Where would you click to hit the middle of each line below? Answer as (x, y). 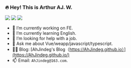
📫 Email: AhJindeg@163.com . (40, 61)
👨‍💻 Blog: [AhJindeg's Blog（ (41, 49)
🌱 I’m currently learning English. (44, 33)
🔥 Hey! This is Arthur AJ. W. (39, 7)
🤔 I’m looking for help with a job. (44, 39)
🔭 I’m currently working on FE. (43, 28)
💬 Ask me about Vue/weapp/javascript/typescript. (63, 44)
